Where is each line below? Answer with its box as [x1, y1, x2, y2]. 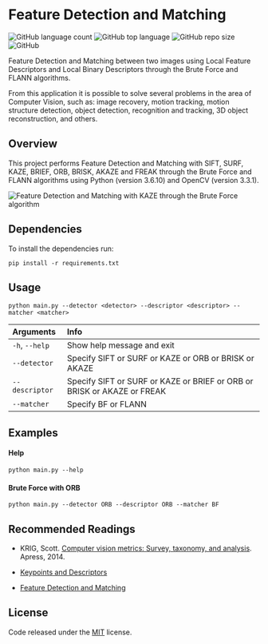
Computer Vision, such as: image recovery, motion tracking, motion [8, 97, 230, 106]
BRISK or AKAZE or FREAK [66, 386, 166, 397]
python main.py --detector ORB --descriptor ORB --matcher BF [8, 501, 219, 509]
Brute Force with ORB [8, 483, 81, 492]
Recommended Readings [8, 522, 136, 536]
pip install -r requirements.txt [8, 259, 120, 267]
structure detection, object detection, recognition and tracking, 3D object [8, 105, 249, 115]
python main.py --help [8, 466, 84, 474]
